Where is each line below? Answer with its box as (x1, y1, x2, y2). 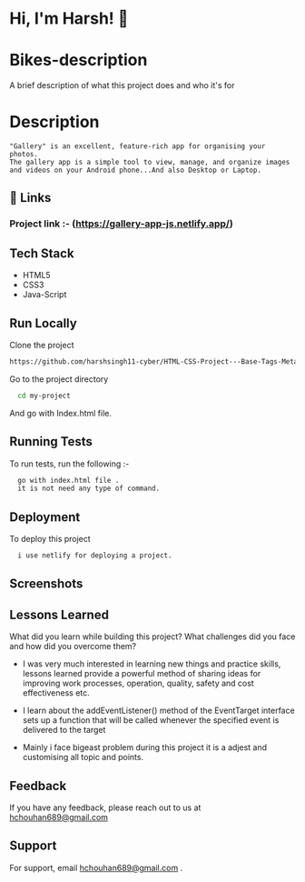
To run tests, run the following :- (9, 458, 130, 469)
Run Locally (9, 316, 77, 331)
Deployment (9, 509, 81, 525)
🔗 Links (9, 190, 52, 205)
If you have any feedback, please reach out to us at (9, 802, 202, 813)
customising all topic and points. (22, 752, 143, 763)
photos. (9, 150, 39, 159)
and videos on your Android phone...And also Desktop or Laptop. (9, 165, 261, 175)
